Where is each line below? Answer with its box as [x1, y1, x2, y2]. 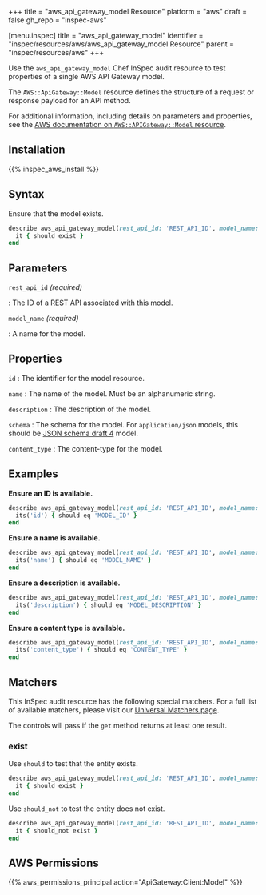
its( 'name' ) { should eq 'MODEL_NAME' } [15, 556, 152, 564]
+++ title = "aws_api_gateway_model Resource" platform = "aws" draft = [8, 7, 248, 16]
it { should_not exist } [15, 826, 98, 835]
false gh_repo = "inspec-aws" [8, 15, 107, 25]
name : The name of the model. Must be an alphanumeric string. [8, 388, 216, 399]
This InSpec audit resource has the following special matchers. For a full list [8, 696, 257, 706]
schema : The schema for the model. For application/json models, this [8, 419, 238, 429]
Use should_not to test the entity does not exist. [8, 804, 165, 813]
